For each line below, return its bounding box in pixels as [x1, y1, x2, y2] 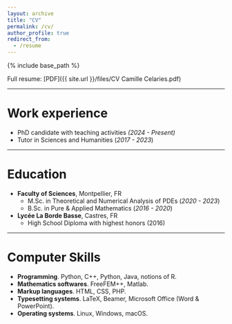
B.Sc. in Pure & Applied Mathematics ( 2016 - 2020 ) [27, 204, 173, 212]
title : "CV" [7, 17, 41, 24]
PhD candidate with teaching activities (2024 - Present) [17, 128, 176, 136]
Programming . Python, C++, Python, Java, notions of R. [17, 272, 177, 280]
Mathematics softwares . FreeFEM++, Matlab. [17, 280, 148, 288]
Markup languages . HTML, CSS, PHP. [17, 287, 126, 295]
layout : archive [7, 10, 54, 17]
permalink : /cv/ [7, 23, 54, 30]
